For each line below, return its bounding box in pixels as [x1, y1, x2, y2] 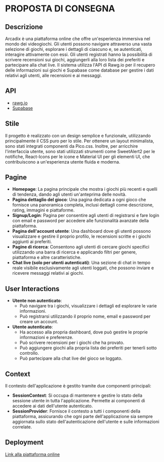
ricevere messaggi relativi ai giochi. [12, 270, 84, 276]
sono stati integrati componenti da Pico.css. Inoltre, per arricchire [5, 143, 138, 149]
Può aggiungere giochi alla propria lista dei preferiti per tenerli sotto [19, 345, 157, 351]
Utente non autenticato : [12, 297, 63, 304]
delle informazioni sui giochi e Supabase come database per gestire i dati [5, 67, 154, 73]
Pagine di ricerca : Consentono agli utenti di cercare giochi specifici [12, 244, 149, 250]
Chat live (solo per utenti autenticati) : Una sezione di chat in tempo [12, 260, 151, 266]
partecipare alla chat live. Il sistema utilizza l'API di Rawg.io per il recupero [5, 62, 155, 68]
